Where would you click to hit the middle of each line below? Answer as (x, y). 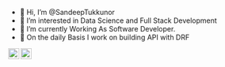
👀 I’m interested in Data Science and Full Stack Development (118, 20)
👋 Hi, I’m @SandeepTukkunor (67, 12)
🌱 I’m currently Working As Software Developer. (97, 29)
